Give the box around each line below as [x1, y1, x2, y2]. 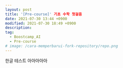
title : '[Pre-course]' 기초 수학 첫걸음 [5, 12, 82, 17]
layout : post [5, 7, 32, 12]
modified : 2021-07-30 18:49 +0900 [5, 21, 77, 26]
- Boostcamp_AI [9, 35, 41, 40]
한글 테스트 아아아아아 [5, 57, 48, 64]
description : [5, 25, 32, 30]
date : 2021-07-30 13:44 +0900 [5, 16, 68, 21]
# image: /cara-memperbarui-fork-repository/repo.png [5, 44, 119, 48]
